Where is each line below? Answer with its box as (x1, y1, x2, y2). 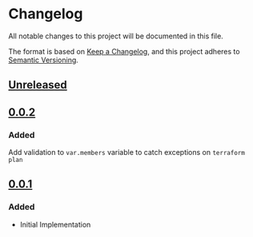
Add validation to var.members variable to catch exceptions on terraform (8, 148, 246, 157)
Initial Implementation (19, 219, 91, 229)
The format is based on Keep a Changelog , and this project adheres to (8, 46, 240, 56)
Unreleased (8, 78, 68, 92)
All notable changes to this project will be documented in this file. (8, 31, 224, 41)
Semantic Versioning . (8, 55, 78, 65)
